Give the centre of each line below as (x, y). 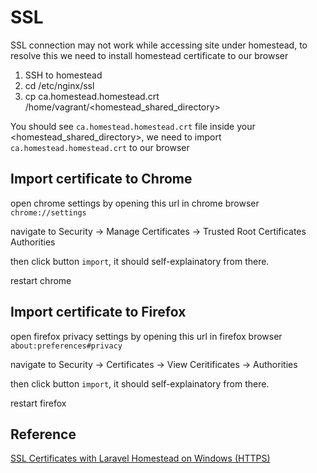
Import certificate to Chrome (101, 179)
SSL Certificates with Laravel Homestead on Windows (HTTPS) (140, 458)
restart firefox (38, 403)
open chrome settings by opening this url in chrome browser (135, 203)
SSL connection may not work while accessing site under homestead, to (159, 45)
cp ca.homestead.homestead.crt (92, 96)
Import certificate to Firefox (98, 312)
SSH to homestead (63, 75)
